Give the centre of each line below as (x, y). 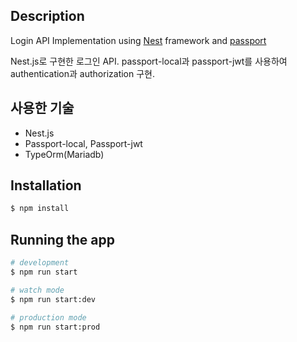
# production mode (48, 317)
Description (47, 16)
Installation (46, 185)
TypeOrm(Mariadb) (64, 154)
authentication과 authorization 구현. (83, 73)
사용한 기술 (42, 108)
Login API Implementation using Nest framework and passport (138, 40)
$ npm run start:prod (55, 327)
